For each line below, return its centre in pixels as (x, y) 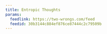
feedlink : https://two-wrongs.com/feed (52, 19)
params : (14, 14)
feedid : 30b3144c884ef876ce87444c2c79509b (56, 24)
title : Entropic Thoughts (33, 10)
